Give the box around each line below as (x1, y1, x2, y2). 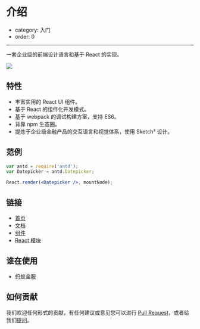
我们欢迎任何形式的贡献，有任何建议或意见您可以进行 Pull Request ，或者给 (6, 309, 189, 316)
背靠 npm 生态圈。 (14, 120, 61, 128)
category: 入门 (14, 26, 51, 33)
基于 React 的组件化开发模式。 (14, 105, 90, 113)
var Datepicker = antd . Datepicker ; (6, 169, 95, 175)
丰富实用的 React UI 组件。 (14, 98, 81, 105)
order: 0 (14, 33, 35, 40)
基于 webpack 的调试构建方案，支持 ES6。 (14, 113, 120, 120)
